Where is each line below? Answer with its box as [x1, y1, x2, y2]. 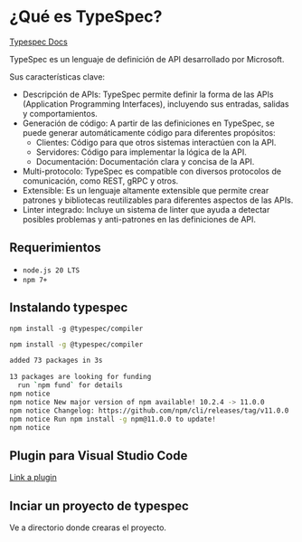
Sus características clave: [9, 71, 106, 82]
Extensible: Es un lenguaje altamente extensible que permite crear [22, 185, 269, 195]
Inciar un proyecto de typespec [9, 498, 190, 513]
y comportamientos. [22, 108, 98, 119]
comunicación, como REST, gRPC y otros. [22, 175, 179, 186]
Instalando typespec [9, 300, 128, 316]
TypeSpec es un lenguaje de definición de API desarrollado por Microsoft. [9, 53, 285, 64]
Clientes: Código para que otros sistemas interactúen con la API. [35, 137, 277, 147]
